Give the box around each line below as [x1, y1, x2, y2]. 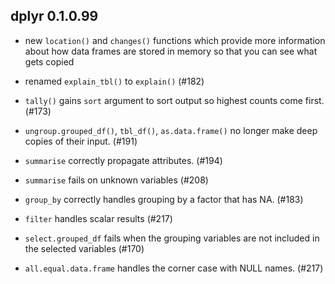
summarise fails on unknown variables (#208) [24, 174, 209, 186]
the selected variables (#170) [24, 242, 145, 254]
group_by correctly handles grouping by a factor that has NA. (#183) [24, 193, 304, 205]
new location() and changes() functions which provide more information [24, 34, 326, 46]
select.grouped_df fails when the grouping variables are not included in [24, 232, 320, 244]
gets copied [24, 55, 75, 68]
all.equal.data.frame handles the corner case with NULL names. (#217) [24, 262, 324, 274]
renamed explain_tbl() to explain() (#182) [24, 75, 205, 87]
